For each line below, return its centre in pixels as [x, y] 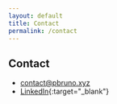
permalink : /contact [43, 31]
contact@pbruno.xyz [55, 83]
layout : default [36, 16]
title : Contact [34, 23]
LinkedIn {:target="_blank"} [65, 92]
